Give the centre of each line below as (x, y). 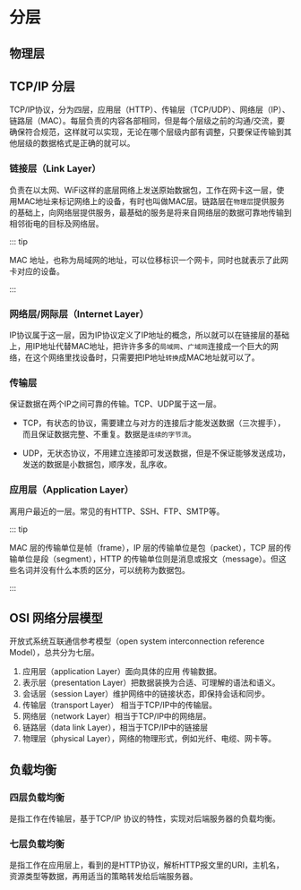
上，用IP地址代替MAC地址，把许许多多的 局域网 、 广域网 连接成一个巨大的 (140, 346)
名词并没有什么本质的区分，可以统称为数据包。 (103, 569)
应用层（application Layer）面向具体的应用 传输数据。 (122, 672)
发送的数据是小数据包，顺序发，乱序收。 (97, 465)
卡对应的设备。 (37, 271)
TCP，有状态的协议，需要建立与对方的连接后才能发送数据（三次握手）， (154, 423)
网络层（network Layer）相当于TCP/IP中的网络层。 (116, 716)
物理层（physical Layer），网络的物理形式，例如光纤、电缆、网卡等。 (149, 739)
